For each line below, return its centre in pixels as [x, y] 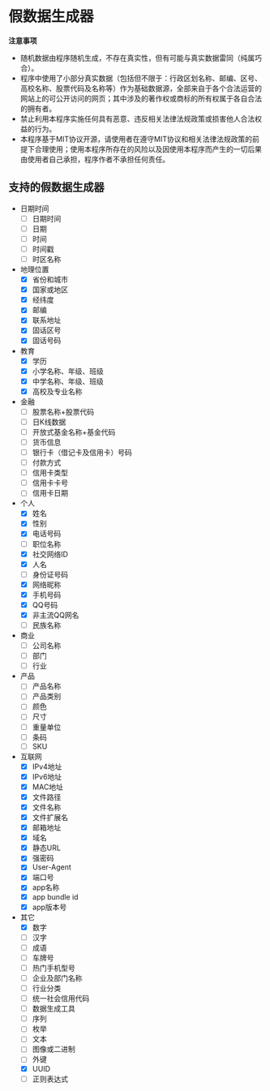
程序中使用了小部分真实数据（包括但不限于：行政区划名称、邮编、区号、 [141, 78]
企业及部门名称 [57, 977]
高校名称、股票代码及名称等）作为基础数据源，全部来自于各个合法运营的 [141, 88]
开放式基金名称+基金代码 [74, 432]
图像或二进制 [54, 1049]
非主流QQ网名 [56, 615]
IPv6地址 [47, 776]
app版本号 [49, 907]
